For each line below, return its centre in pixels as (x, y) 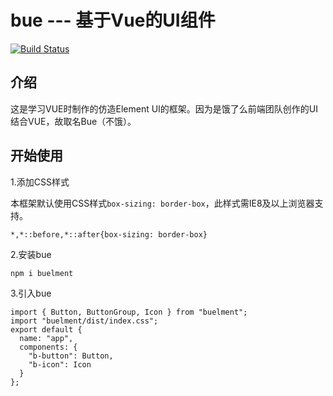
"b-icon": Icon (60, 364)
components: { (48, 347)
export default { (46, 329)
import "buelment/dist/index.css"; (84, 321)
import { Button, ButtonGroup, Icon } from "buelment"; (129, 312)
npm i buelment (42, 273)
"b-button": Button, (71, 356)
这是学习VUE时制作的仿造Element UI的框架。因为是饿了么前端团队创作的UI (164, 108)
